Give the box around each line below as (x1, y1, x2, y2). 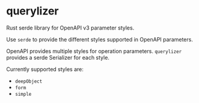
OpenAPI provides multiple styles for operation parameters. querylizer (6, 47, 182, 55)
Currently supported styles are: (6, 65, 84, 73)
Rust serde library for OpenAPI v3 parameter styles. (6, 24, 135, 31)
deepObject (14, 78, 43, 84)
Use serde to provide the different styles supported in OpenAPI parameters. (6, 36, 194, 43)
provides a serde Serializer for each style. (6, 54, 110, 61)
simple (14, 91, 32, 97)
